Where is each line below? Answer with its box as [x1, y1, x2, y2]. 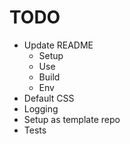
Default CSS [23, 92, 75, 104]
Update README [23, 39, 94, 51]
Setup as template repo [23, 113, 121, 125]
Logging [23, 102, 59, 115]
